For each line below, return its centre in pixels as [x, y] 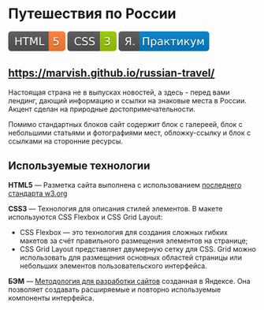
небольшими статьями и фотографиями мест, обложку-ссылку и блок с [130, 133]
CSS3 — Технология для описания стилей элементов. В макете [115, 208]
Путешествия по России [92, 14]
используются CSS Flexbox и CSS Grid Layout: [86, 217]
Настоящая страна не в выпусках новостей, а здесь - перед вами [119, 92]
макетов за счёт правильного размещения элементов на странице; [134, 241]
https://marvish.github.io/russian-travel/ [112, 73]
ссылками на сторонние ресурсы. [66, 141]
